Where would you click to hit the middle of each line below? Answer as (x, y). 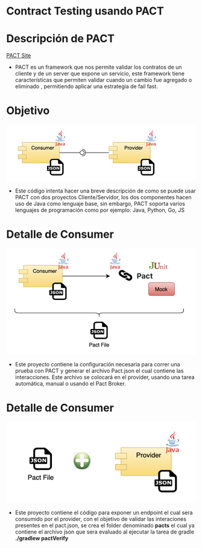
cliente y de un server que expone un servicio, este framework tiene (100, 74)
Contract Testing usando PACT (85, 11)
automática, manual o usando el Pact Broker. (71, 383)
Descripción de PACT (61, 39)
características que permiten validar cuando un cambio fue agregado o (103, 80)
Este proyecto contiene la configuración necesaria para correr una (97, 364)
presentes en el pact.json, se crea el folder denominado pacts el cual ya (105, 525)
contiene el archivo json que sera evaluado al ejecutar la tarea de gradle (105, 532)
